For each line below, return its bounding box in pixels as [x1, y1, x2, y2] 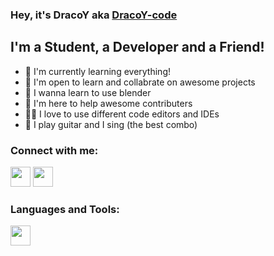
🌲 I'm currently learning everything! [24, 65, 171, 77]
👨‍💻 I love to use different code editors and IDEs [24, 108, 220, 120]
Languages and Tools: [10, 202, 120, 216]
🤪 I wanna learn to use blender [24, 86, 152, 98]
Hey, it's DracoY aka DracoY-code [10, 8, 178, 22]
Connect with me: [10, 143, 99, 157]
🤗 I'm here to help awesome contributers [24, 97, 193, 109]
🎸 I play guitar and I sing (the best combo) [24, 118, 198, 130]
